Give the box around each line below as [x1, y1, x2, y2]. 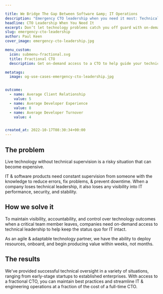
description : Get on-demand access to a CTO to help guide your [9, 61, 142, 66]
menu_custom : [5, 47, 32, 52]
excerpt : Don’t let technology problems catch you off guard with [5, 25, 142, 30]
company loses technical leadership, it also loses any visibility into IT [5, 183, 143, 189]
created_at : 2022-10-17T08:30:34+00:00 [5, 128, 86, 133]
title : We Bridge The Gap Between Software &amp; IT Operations [5, 11, 138, 16]
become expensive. [5, 164, 45, 170]
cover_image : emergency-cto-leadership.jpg [5, 39, 95, 44]
